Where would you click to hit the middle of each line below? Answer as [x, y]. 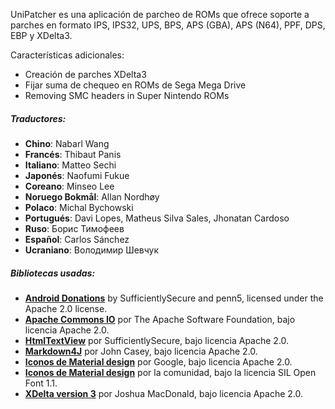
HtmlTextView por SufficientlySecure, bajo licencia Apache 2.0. [157, 340]
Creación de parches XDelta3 [85, 74]
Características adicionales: [67, 55]
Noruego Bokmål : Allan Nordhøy [92, 196]
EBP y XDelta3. [41, 35]
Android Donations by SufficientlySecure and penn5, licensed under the [174, 298]
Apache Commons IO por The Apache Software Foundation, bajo [160, 319]
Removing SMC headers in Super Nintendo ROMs [127, 95]
